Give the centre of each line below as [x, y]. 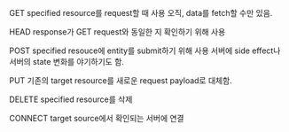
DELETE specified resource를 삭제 [71, 99]
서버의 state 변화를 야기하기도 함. [66, 62]
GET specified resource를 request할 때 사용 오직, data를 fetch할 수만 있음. [141, 13]
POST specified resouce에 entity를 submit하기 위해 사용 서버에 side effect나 [145, 50]
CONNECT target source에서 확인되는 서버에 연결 [97, 118]
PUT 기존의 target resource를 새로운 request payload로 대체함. [121, 81]
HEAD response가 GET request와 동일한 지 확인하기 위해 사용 [117, 32]
